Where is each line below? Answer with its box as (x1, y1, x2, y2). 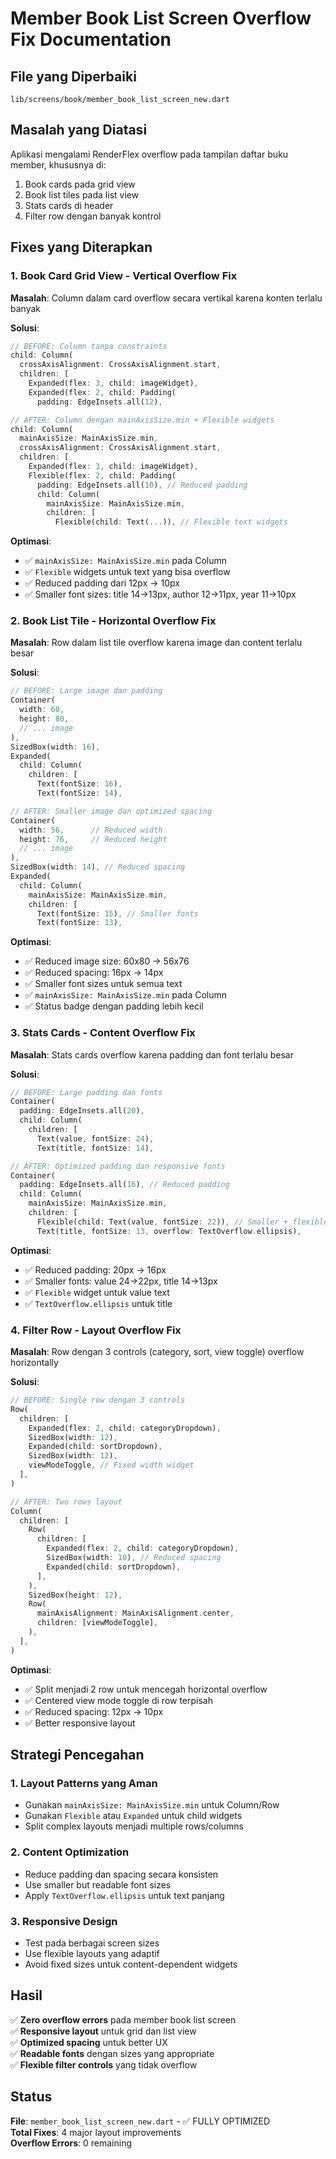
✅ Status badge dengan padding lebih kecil (24, 1000, 204, 1012)
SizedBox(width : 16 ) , (10, 742, 101, 752)
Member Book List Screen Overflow (10, 7, 312, 30)
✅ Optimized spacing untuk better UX (10, 2036, 168, 2048)
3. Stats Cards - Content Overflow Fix (10, 1026, 196, 1040)
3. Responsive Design (10, 1914, 118, 1928)
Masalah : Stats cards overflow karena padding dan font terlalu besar (10, 1048, 294, 1061)
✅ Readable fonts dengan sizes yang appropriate (10, 2047, 215, 2059)
